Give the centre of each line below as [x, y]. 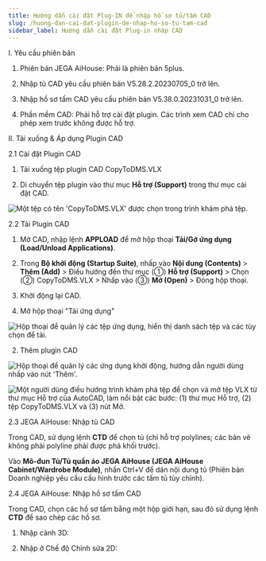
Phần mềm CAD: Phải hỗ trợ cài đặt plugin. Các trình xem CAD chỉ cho [134, 115]
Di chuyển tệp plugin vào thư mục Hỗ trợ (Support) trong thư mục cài [133, 185]
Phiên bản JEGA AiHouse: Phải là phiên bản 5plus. [102, 68]
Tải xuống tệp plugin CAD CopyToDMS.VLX [91, 169]
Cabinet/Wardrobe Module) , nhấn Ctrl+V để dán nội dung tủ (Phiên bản [126, 469]
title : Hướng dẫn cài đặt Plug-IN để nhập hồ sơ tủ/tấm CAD [110, 16]
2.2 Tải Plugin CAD [39, 224]
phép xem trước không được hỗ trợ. [78, 123]
